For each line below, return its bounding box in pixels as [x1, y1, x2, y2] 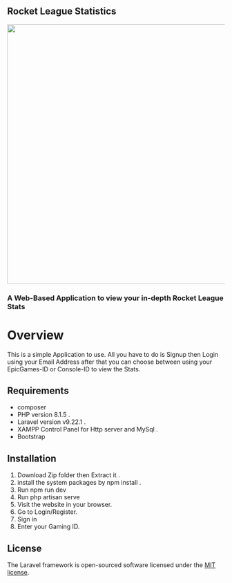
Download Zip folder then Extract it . [17, 471, 120, 479]
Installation [7, 452, 57, 464]
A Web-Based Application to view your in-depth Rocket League [7, 293, 224, 303]
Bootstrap [17, 432, 46, 441]
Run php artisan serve [17, 493, 81, 501]
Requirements [7, 385, 69, 397]
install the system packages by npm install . [17, 479, 142, 487]
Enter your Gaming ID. [17, 522, 80, 531]
